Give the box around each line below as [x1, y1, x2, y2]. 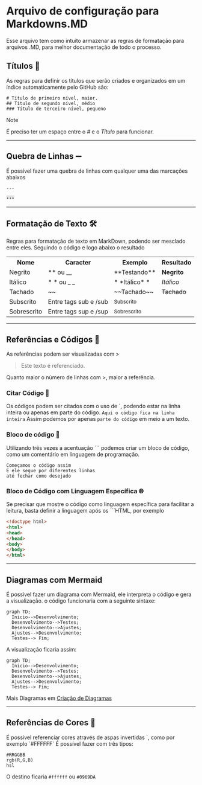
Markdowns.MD [6, 17, 88, 31]
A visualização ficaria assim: [6, 646, 77, 653]
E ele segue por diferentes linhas [6, 467, 96, 473]
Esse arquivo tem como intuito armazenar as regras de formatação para [6, 37, 185, 44]
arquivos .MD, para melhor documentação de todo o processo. [6, 43, 162, 51]
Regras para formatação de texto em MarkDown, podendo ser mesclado [6, 237, 186, 245]
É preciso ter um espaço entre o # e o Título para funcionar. [6, 128, 155, 135]
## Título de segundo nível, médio [6, 100, 96, 106]
